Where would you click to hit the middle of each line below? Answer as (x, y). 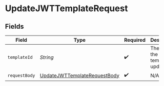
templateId (20, 57)
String (47, 57)
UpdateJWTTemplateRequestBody (80, 75)
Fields (15, 26)
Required (135, 40)
